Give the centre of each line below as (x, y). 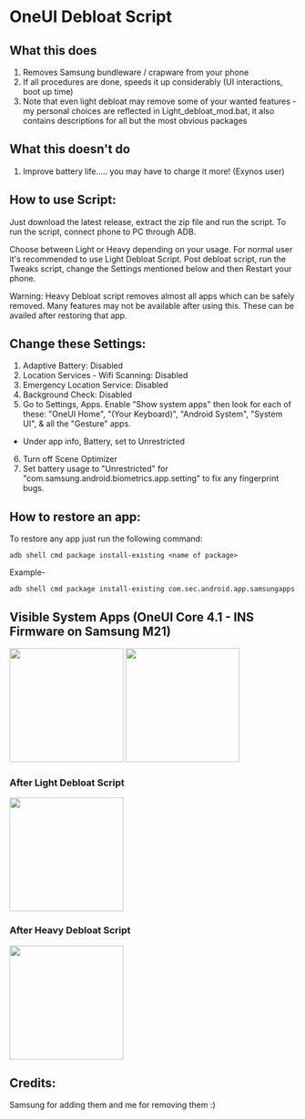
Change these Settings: (78, 344)
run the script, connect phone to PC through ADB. (103, 231)
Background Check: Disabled (77, 395)
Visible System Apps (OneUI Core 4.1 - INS (132, 617)
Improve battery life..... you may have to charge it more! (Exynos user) (153, 171)
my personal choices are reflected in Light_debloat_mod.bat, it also (148, 111)
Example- (27, 572)
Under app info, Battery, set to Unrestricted (103, 441)
